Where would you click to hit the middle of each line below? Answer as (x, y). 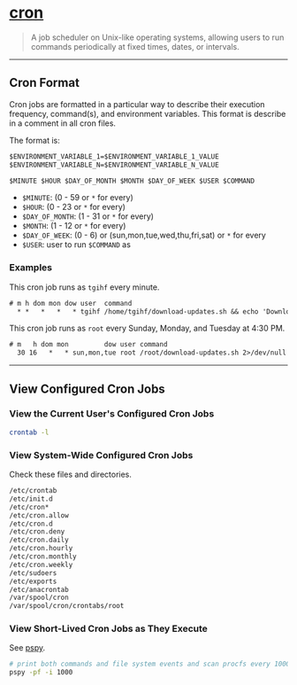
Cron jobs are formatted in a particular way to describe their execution (137, 104)
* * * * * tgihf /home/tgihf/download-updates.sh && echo (138, 311)
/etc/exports (33, 581)
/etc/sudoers (33, 573)
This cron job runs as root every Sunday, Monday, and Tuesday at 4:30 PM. (147, 328)
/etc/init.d (31, 499)
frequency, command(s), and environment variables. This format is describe (148, 113)
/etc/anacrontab (39, 589)
